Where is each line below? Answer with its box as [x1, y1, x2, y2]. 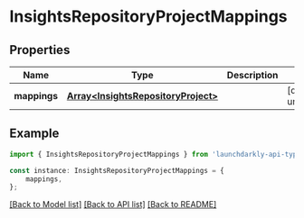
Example [9, 126, 60, 141]
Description [226, 69, 279, 81]
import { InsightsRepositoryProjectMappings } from [9, 150, 208, 159]
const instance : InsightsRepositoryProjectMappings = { [9, 166, 224, 175]
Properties [9, 42, 71, 58]
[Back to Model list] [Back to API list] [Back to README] [9, 199, 217, 210]
